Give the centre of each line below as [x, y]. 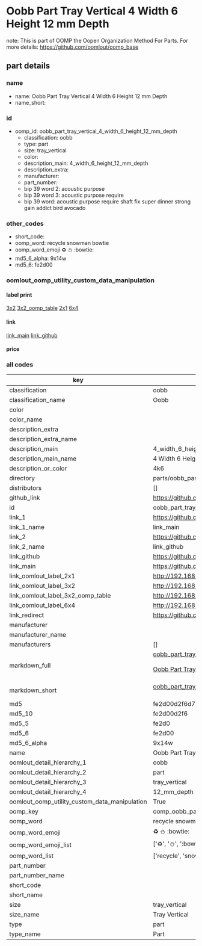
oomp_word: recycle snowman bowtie [62, 243]
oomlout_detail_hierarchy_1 [48, 762]
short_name [26, 895]
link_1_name [27, 527]
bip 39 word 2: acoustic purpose [64, 188]
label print [19, 295]
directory [22, 478]
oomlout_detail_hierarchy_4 [48, 792]
